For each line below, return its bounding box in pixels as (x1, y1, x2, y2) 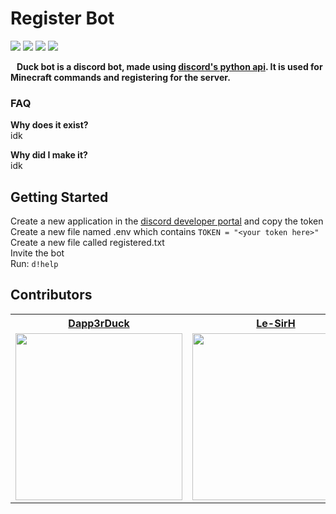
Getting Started (10, 188, 109, 206)
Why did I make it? (10, 149, 88, 161)
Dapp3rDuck (68, 316, 130, 330)
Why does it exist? (10, 119, 89, 131)
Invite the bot (10, 247, 65, 259)
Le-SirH (256, 316, 296, 330)
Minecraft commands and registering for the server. (10, 71, 231, 83)
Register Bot (10, 7, 115, 30)
